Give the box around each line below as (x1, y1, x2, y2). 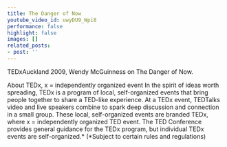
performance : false (7, 23, 63, 30)
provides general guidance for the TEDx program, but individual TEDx (7, 125, 204, 133)
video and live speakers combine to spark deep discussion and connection (7, 103, 219, 111)
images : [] (7, 36, 39, 43)
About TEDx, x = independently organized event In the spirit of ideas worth (7, 81, 219, 89)
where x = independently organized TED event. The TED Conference (7, 117, 202, 126)
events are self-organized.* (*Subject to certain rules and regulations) (7, 132, 206, 140)
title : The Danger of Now (7, 10, 81, 17)
